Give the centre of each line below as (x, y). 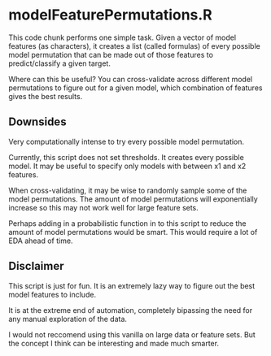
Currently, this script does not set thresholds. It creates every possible (126, 157)
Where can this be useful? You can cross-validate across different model (131, 79)
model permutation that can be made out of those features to (111, 54)
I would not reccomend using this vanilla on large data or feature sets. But (132, 334)
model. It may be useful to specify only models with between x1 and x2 (127, 166)
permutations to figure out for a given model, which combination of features (135, 88)
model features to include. (52, 294)
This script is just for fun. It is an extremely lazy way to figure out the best (132, 285)
